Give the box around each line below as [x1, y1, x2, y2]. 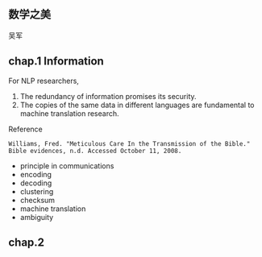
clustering [19, 186, 54, 196]
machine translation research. [19, 108, 119, 118]
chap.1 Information [8, 55, 105, 68]
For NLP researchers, [8, 76, 79, 85]
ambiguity [19, 212, 54, 222]
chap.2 [8, 236, 45, 250]
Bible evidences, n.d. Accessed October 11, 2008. [8, 147, 182, 155]
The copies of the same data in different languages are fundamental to [19, 100, 256, 110]
